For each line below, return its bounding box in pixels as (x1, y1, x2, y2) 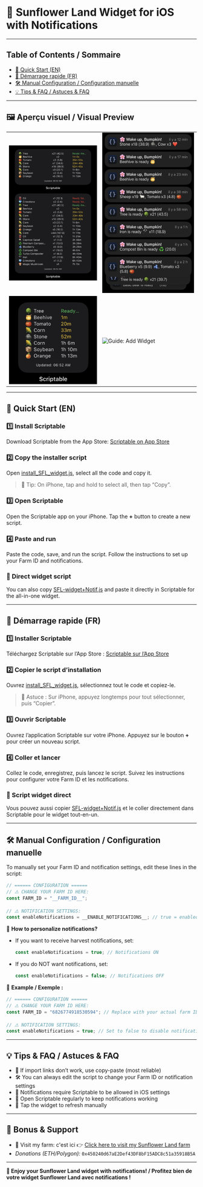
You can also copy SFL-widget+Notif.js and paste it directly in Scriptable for (6, 586, 195, 593)
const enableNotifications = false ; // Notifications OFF (14, 973, 164, 979)
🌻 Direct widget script (6, 572, 71, 580)
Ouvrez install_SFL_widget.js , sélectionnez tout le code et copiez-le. (6, 682, 176, 689)
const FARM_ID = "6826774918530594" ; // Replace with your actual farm (6, 1009, 190, 1015)
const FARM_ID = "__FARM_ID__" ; (6, 895, 88, 901)
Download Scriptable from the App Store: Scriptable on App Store (6, 438, 170, 446)
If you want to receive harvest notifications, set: (14, 937, 134, 944)
